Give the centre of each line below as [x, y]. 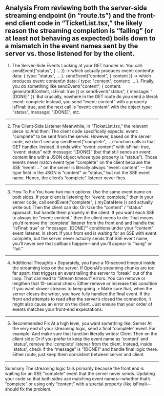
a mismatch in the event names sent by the [72, 46]
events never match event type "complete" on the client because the [81, 162]
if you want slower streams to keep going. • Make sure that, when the [82, 288]
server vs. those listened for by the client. [70, 54]
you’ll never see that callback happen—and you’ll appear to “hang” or [82, 244]
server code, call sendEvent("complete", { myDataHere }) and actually [82, 202]
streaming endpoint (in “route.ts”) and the [71, 16]
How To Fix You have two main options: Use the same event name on [82, 191]
